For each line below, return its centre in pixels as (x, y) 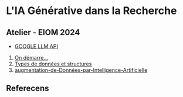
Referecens (28, 89)
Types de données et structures (53, 64)
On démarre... (31, 58)
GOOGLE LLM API (36, 46)
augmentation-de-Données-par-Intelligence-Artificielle (81, 70)
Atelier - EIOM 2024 (43, 32)
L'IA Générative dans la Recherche (91, 11)
